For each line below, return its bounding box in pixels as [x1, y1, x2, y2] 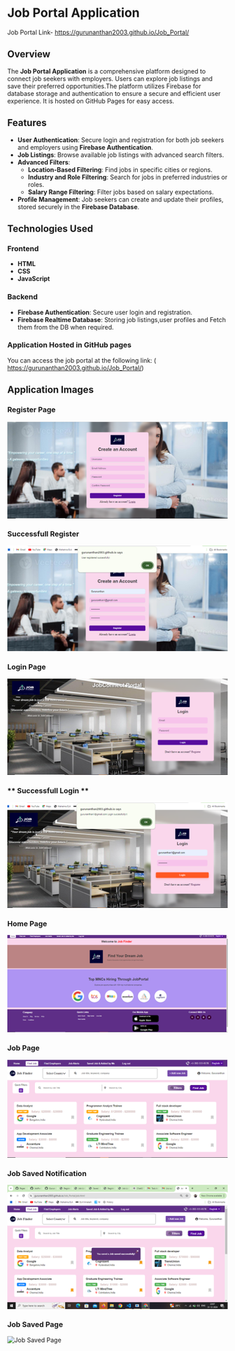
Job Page [7, 1043, 40, 1053]
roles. [27, 180, 45, 188]
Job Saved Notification [7, 1168, 87, 1178]
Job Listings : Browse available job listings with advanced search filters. [17, 150, 225, 159]
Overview [7, 48, 51, 60]
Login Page [7, 662, 47, 672]
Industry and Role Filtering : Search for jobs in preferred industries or [27, 173, 228, 181]
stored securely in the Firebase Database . [17, 202, 140, 211]
